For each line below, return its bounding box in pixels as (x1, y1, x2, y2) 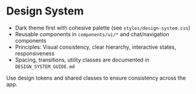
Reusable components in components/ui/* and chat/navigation (14, 30, 170, 37)
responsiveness (14, 49, 55, 57)
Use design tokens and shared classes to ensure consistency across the (6, 74, 186, 81)
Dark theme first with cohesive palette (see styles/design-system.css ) (14, 24, 191, 31)
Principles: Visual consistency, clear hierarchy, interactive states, (14, 43, 177, 51)
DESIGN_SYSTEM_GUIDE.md (14, 63, 75, 70)
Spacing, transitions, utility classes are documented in (14, 56, 150, 63)
